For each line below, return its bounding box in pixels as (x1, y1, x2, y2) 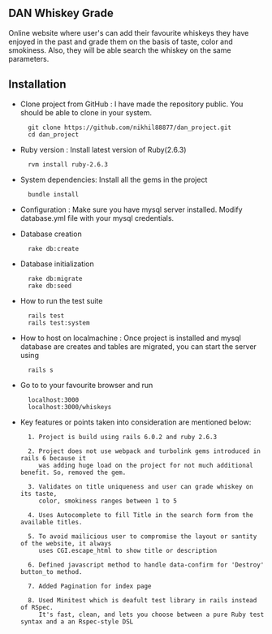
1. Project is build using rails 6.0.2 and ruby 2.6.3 (28, 433, 218, 441)
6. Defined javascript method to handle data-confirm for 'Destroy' (28, 560, 265, 569)
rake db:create (28, 244, 80, 252)
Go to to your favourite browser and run (19, 380, 153, 390)
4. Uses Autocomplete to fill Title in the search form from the (28, 511, 253, 519)
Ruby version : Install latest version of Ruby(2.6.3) (19, 144, 187, 154)
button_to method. (19, 567, 83, 576)
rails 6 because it (19, 454, 87, 462)
